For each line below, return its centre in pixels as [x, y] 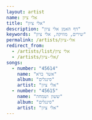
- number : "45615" [35, 91]
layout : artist [25, 12]
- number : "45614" [35, 68]
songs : [15, 62]
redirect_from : [25, 46]
